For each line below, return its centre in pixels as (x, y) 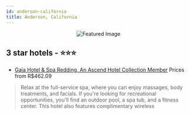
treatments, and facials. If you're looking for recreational (88, 94)
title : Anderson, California (42, 17)
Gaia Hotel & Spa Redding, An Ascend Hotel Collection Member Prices (99, 70)
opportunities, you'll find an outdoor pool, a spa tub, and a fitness (99, 100)
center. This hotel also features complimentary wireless (87, 106)
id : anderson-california (36, 11)
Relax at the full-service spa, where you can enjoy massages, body (101, 87)
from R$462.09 (33, 76)
